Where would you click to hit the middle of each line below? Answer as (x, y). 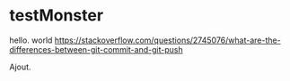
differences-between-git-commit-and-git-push (96, 49)
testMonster (57, 16)
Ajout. (20, 67)
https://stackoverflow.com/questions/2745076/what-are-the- (167, 40)
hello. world (31, 40)
